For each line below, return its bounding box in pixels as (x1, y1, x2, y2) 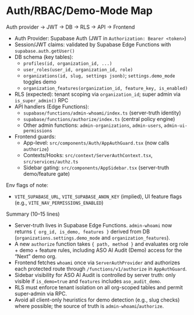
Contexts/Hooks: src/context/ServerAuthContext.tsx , (23, 151, 153, 158)
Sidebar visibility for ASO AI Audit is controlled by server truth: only (14, 271, 176, 278)
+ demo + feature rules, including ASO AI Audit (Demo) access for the (14, 247, 182, 254)
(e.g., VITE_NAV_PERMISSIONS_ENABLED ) (14, 199, 104, 206)
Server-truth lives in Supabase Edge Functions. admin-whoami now (14, 221, 172, 229)
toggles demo (23, 78, 57, 85)
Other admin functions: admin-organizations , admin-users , (23, 122, 163, 129)
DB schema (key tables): (14, 53, 74, 60)
